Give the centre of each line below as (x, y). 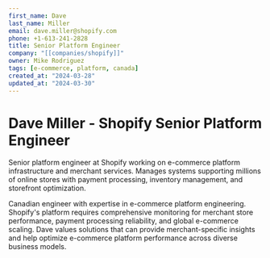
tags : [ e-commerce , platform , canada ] (73, 69)
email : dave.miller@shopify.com (62, 31)
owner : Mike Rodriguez (46, 61)
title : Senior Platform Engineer (64, 46)
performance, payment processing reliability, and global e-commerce (124, 221)
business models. (37, 247)
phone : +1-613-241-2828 (48, 38)
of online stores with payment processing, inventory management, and (126, 180)
